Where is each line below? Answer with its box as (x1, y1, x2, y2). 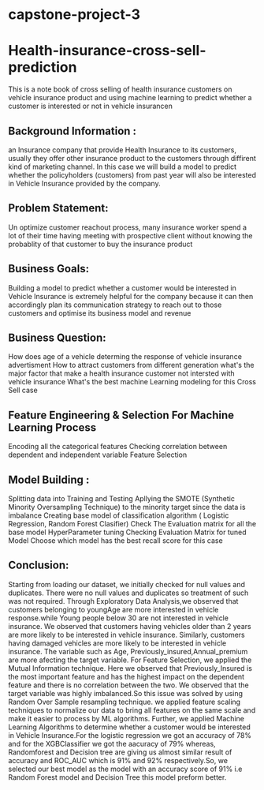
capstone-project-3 (8, 6, 140, 24)
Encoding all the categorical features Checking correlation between (8, 442, 228, 451)
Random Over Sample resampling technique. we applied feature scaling (8, 697, 241, 706)
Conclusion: (8, 559, 69, 572)
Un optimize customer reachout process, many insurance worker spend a (8, 223, 247, 232)
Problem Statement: (8, 201, 109, 215)
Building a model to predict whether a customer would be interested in (8, 283, 236, 293)
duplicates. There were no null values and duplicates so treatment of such (8, 588, 249, 597)
